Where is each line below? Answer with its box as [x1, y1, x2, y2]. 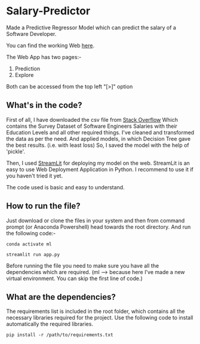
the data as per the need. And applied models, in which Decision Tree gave [6, 135, 191, 142]
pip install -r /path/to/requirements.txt [6, 332, 113, 338]
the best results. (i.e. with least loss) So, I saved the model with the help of [6, 142, 189, 149]
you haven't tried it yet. [6, 172, 63, 179]
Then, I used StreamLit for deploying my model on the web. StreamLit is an [6, 159, 190, 167]
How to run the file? [6, 201, 81, 211]
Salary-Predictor [6, 4, 91, 18]
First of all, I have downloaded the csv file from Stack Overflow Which [6, 116, 178, 123]
